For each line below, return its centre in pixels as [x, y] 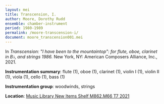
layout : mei [17, 10]
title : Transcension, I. [31, 14]
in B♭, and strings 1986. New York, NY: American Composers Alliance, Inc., [81, 56]
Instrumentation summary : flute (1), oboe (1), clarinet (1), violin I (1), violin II [82, 71]
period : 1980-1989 [24, 28]
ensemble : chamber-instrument [36, 24]
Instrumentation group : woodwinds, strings [50, 86]
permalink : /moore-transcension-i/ [42, 33]
